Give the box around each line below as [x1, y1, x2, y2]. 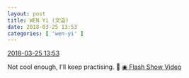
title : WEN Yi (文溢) [7, 17, 69, 24]
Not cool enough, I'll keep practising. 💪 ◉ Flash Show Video [7, 63, 182, 71]
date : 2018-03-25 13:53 [7, 23, 78, 30]
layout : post [7, 10, 46, 18]
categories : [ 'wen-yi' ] [7, 30, 84, 37]
